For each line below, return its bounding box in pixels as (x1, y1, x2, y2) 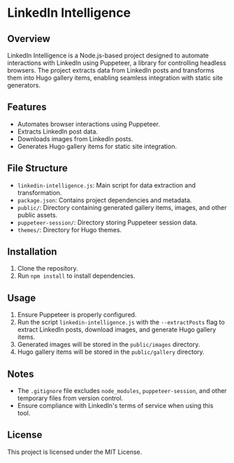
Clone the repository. (17, 264, 78, 273)
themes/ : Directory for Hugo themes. (17, 225, 122, 234)
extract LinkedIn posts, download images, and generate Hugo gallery (17, 325, 217, 334)
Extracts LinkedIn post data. (17, 127, 98, 136)
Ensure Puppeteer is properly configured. (17, 311, 137, 319)
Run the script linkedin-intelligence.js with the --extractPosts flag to (17, 318, 225, 327)
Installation (7, 246, 57, 258)
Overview (7, 33, 51, 45)
